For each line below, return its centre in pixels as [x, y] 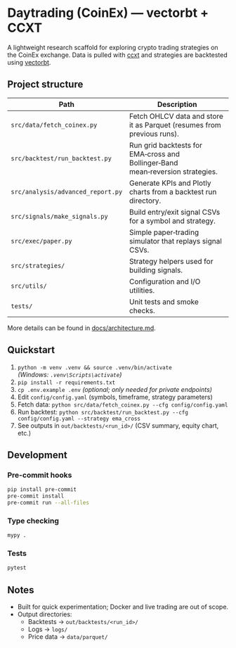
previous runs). [154, 134]
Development [38, 455]
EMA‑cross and [155, 154]
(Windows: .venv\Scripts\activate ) [70, 374]
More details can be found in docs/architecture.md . [81, 328]
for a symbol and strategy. [172, 221]
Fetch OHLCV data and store [176, 116]
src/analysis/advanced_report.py [67, 192]
